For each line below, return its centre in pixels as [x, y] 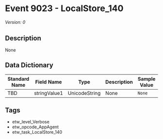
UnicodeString [84, 93]
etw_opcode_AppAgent [35, 127]
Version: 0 [15, 22]
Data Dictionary [29, 65]
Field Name [49, 82]
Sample [147, 79]
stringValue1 [48, 93]
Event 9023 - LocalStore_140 [64, 8]
